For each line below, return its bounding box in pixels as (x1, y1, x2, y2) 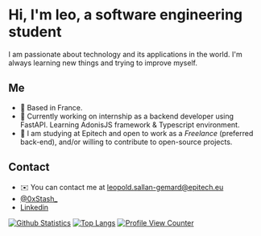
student (8, 23, 62, 41)
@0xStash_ (19, 193, 58, 203)
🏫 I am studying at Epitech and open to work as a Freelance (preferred (19, 128, 254, 138)
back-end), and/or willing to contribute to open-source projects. (19, 137, 233, 147)
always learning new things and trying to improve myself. (8, 58, 197, 68)
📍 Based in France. (19, 102, 83, 112)
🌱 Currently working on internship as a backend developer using (19, 111, 234, 121)
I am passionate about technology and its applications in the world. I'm (8, 49, 243, 59)
